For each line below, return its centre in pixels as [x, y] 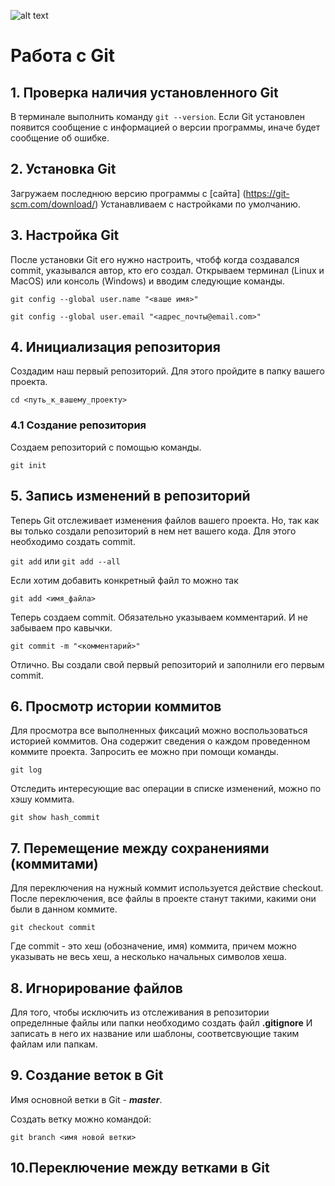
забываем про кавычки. [61, 627]
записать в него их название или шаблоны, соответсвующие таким [155, 1033]
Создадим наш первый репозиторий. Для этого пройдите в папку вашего [167, 371]
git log [26, 770]
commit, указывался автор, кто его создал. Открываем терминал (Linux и [167, 270]
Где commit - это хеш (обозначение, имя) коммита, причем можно [153, 946]
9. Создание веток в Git [87, 1075]
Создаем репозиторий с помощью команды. [106, 447]
